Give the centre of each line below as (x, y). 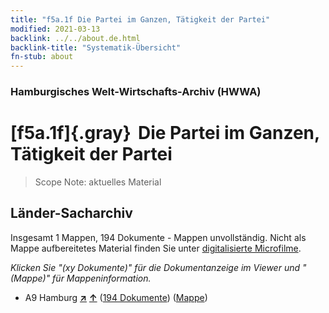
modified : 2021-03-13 (55, 29)
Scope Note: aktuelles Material (98, 182)
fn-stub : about (42, 57)
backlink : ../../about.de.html (75, 38)
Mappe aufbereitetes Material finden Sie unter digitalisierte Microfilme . (156, 248)
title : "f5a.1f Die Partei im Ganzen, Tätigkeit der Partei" (140, 19)
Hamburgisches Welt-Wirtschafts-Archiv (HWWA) (136, 92)
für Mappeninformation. (102, 278)
